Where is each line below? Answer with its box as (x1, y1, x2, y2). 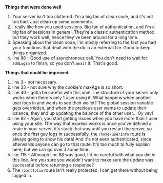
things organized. (12, 50, 48, 56)
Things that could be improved (5, 70, 69, 75)
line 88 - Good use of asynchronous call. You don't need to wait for (12, 55, 148, 61)
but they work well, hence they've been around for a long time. (12, 34, 139, 40)
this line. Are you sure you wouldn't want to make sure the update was (12, 157, 154, 163)
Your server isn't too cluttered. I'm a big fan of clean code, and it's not (12, 14, 153, 19)
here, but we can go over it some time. (12, 146, 90, 152)
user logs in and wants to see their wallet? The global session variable (12, 100, 153, 105)
